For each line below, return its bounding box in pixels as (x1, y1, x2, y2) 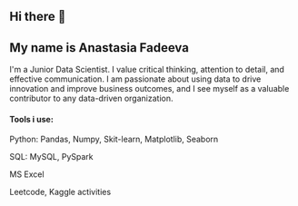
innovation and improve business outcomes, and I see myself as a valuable (9, 83, 290, 94)
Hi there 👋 (9, 9, 66, 25)
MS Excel (9, 169, 45, 180)
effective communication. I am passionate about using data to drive (9, 74, 262, 84)
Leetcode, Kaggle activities (9, 187, 112, 198)
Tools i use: (9, 113, 55, 124)
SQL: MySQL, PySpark (9, 152, 94, 162)
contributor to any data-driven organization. (9, 93, 174, 104)
